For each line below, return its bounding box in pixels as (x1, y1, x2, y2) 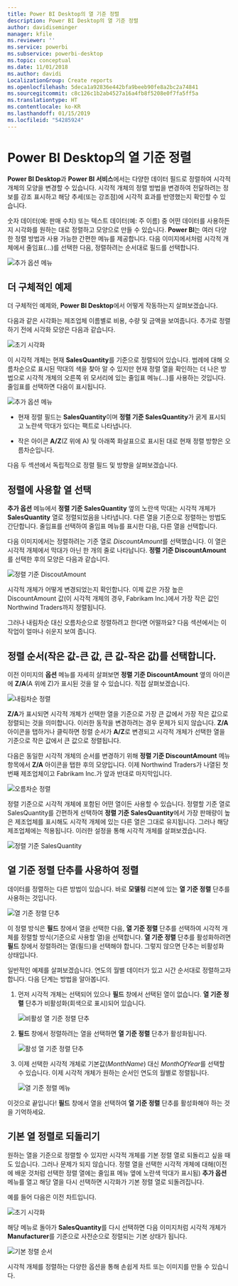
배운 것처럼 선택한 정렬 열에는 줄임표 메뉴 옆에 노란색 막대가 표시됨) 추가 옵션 (14, 1168, 227, 1177)
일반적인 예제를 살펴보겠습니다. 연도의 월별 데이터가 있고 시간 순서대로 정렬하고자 (7, 966, 232, 974)
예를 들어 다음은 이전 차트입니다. (7, 1193, 97, 1201)
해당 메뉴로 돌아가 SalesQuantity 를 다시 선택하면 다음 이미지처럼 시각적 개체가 (7, 1223, 227, 1231)
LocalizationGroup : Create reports (7, 76, 113, 84)
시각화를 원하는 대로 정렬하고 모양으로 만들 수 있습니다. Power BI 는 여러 (14, 225, 214, 234)
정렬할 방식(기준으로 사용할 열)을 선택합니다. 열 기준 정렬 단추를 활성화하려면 (20, 932, 232, 941)
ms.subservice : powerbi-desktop (7, 51, 103, 58)
